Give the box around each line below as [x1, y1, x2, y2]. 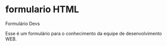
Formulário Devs [5, 20, 40, 27]
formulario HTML [5, 4, 79, 15]
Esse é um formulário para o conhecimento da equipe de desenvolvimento [5, 30, 162, 36]
